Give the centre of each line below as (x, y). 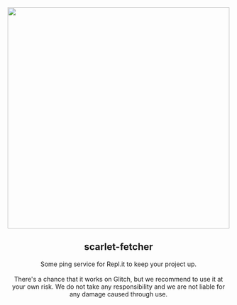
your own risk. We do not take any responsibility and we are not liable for (118, 287)
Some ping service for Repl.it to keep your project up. (118, 264)
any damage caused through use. (118, 294)
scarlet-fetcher (118, 247)
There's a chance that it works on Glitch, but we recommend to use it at (118, 279)
